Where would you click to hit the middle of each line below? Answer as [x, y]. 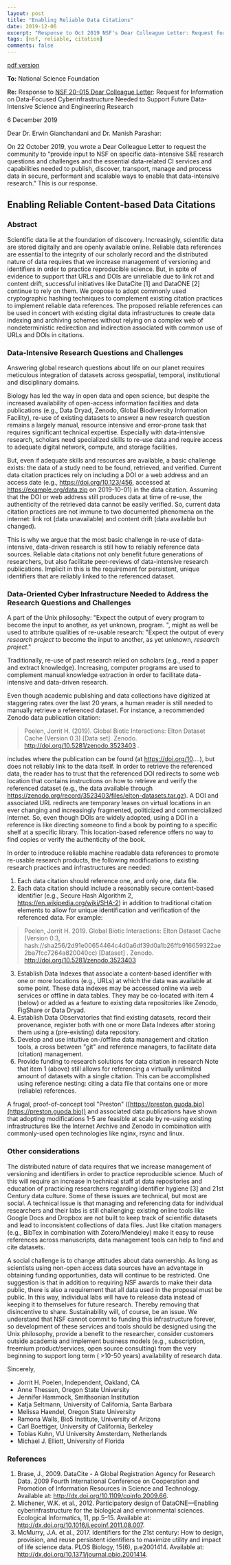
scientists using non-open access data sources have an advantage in [106, 1268]
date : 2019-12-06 [32, 26]
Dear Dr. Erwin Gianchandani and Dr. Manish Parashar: [84, 133]
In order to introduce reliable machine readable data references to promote [113, 853]
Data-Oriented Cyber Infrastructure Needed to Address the [108, 594]
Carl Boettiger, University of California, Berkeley [85, 1426]
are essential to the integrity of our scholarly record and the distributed [108, 254]
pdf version [23, 65]
